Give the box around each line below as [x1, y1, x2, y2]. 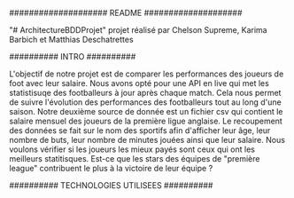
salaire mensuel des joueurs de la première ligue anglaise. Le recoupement [9, 115, 283, 126]
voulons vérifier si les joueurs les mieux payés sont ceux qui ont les [9, 144, 255, 154]
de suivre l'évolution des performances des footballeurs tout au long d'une [9, 97, 282, 107]
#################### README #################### [9, 8, 243, 18]
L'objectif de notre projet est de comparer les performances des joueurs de [9, 68, 284, 79]
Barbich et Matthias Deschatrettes [9, 35, 135, 44]
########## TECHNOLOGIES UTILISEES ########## [9, 180, 213, 190]
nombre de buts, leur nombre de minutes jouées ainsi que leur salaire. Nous [9, 135, 286, 145]
